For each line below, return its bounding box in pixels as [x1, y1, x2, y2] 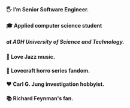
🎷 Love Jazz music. [6, 53, 56, 61]
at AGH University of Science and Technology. [6, 38, 125, 45]
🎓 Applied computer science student [6, 22, 102, 29]
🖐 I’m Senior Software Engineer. [6, 5, 89, 13]
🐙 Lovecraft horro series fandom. [6, 67, 90, 74]
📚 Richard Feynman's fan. [6, 94, 74, 102]
